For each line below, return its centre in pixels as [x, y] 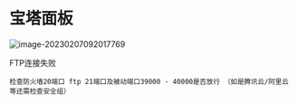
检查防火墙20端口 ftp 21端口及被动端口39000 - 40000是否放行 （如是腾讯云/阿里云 [149, 81]
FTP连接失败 [33, 62]
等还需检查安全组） [40, 91]
